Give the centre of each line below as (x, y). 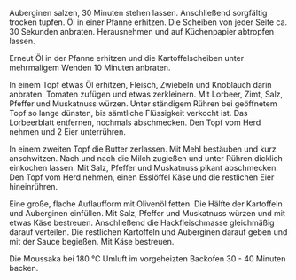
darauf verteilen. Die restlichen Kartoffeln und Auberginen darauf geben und (148, 232)
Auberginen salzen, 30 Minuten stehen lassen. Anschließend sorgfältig (138, 13)
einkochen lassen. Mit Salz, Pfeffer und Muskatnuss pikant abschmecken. (144, 168)
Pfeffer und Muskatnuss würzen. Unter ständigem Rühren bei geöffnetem (143, 104)
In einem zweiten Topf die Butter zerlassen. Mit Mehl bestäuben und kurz (143, 149)
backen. (24, 268)
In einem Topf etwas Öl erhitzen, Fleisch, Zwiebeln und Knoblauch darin (140, 85)
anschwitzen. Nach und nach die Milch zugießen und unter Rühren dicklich (146, 158)
